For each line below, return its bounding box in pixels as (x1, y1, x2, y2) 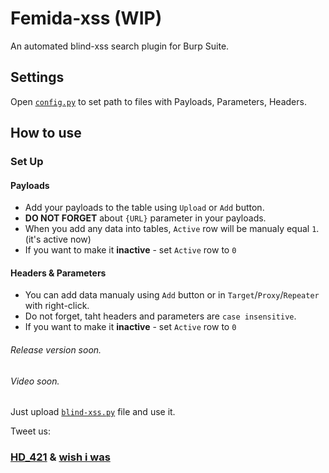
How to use (10, 125, 82, 142)
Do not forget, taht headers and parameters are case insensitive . (24, 310, 297, 322)
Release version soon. (10, 344, 102, 356)
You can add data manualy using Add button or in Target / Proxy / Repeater (24, 289, 320, 301)
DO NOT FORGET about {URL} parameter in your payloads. (24, 212, 267, 224)
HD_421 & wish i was (10, 450, 111, 464)
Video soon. (10, 375, 60, 387)
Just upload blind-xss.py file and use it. (10, 406, 176, 418)
